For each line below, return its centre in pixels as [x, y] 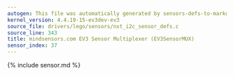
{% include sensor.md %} [44, 65]
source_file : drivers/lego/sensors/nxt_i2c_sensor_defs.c [93, 26]
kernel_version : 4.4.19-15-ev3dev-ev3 [63, 20]
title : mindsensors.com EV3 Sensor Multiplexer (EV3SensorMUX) [101, 39]
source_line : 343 [32, 33]
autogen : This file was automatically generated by [84, 13]
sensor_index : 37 [32, 45]
